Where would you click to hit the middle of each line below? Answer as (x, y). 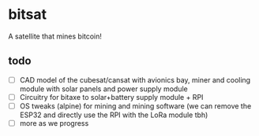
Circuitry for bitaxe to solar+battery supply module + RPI (111, 97)
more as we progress (54, 123)
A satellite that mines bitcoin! (55, 36)
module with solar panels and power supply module (103, 89)
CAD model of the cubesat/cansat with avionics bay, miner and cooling (135, 79)
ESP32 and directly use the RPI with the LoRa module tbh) (114, 115)
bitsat (28, 15)
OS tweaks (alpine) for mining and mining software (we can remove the (135, 106)
